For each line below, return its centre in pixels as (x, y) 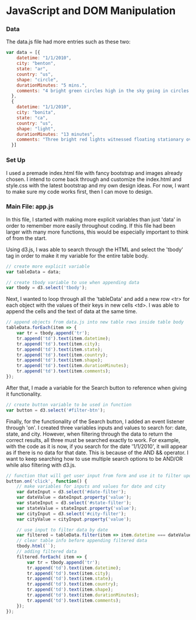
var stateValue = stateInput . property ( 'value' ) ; (77, 508)
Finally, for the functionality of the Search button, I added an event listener (95, 421)
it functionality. (24, 394)
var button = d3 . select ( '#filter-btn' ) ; (56, 410)
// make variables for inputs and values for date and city (91, 487)
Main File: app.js (30, 207)
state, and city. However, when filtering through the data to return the (89, 434)
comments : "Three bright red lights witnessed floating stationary (100, 140)
